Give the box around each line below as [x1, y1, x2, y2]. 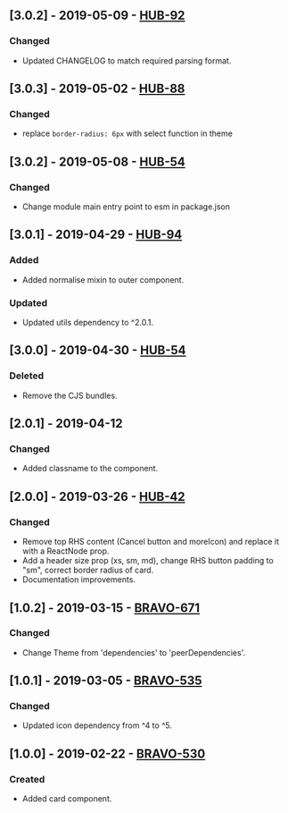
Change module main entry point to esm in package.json [21, 201, 230, 212]
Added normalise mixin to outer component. [21, 274, 185, 285]
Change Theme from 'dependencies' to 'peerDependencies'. [21, 647, 246, 657]
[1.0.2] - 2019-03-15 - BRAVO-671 [9, 600, 201, 615]
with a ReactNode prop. [21, 546, 110, 556]
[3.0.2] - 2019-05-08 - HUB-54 [9, 154, 185, 169]
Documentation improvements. [21, 574, 136, 585]
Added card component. [21, 793, 112, 804]
